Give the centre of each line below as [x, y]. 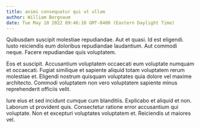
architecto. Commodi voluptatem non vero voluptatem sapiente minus [92, 83]
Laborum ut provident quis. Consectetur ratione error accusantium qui [93, 107]
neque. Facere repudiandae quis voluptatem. [61, 52]
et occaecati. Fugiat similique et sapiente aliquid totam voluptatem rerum [96, 70]
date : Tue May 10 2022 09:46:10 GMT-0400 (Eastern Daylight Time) [90, 23]
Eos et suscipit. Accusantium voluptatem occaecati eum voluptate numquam [100, 64]
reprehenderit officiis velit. [39, 89]
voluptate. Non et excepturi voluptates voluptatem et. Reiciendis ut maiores [99, 113]
